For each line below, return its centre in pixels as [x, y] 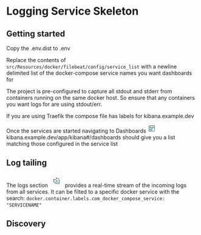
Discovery [26, 224]
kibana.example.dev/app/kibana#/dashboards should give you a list [91, 137]
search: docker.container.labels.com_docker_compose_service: [86, 198]
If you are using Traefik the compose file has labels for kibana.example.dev [100, 116]
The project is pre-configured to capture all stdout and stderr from [89, 91]
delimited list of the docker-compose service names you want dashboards [99, 73]
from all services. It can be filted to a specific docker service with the [93, 191]
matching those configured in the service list [62, 144]
